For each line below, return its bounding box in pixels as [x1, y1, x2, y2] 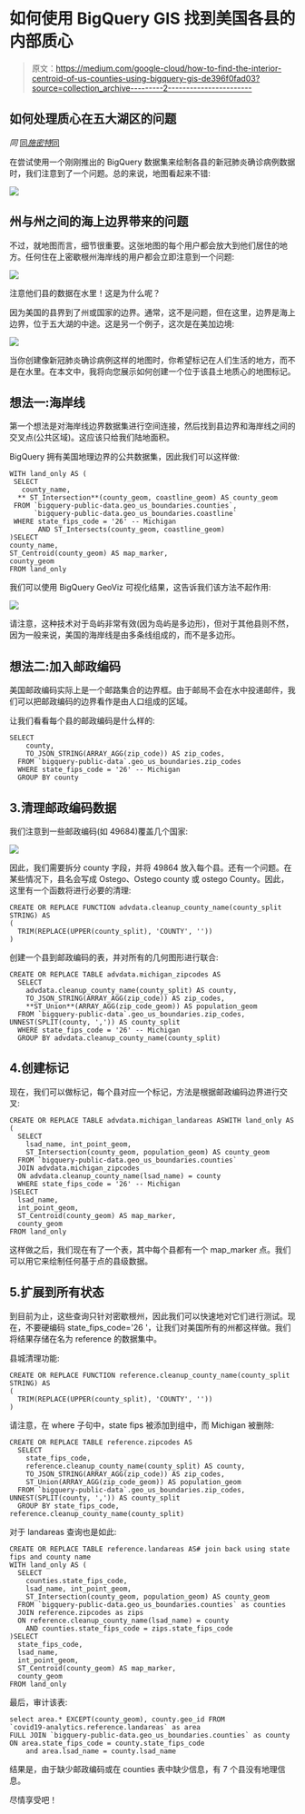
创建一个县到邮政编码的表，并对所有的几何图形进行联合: [9, 952, 220, 963]
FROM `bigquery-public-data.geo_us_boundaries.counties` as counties [17, 1600, 286, 1609]
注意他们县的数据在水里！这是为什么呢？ [9, 287, 161, 298]
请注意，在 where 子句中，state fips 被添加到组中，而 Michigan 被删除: [9, 1419, 275, 1431]
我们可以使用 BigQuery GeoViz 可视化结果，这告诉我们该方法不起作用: [9, 582, 271, 593]
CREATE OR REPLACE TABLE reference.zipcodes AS [9, 1437, 193, 1447]
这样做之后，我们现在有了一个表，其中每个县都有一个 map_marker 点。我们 [9, 1244, 291, 1254]
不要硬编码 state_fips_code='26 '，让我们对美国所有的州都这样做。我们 [25, 1322, 291, 1333]
